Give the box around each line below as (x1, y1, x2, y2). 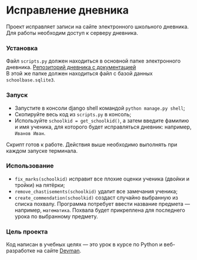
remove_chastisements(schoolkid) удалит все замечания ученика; (14, 187, 178, 195)
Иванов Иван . (14, 129, 46, 136)
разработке (6, 247, 35, 254)
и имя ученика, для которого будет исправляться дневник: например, (14, 123, 192, 130)
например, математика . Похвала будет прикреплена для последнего (14, 206, 185, 213)
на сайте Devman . (36, 247, 81, 254)
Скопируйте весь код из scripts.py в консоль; (14, 110, 131, 118)
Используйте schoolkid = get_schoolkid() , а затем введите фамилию (14, 117, 189, 124)
